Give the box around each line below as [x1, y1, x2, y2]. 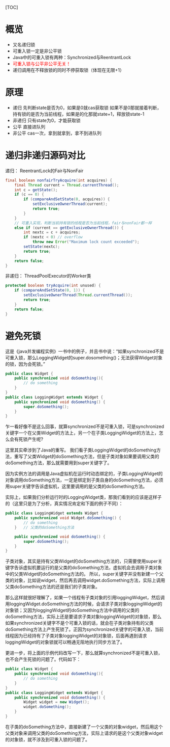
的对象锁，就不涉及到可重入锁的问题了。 [5, 736, 90, 742]
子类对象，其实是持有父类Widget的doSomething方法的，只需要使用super [5, 558, 158, 565]
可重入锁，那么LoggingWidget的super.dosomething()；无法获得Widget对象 [5, 354, 163, 361]
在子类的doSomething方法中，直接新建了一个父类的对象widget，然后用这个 [5, 724, 163, 730]
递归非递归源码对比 [5, 150, 86, 162]
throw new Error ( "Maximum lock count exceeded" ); [32, 239, 140, 245]
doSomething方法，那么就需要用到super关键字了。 [5, 460, 112, 466]
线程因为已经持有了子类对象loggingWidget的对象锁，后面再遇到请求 [5, 633, 147, 639]
